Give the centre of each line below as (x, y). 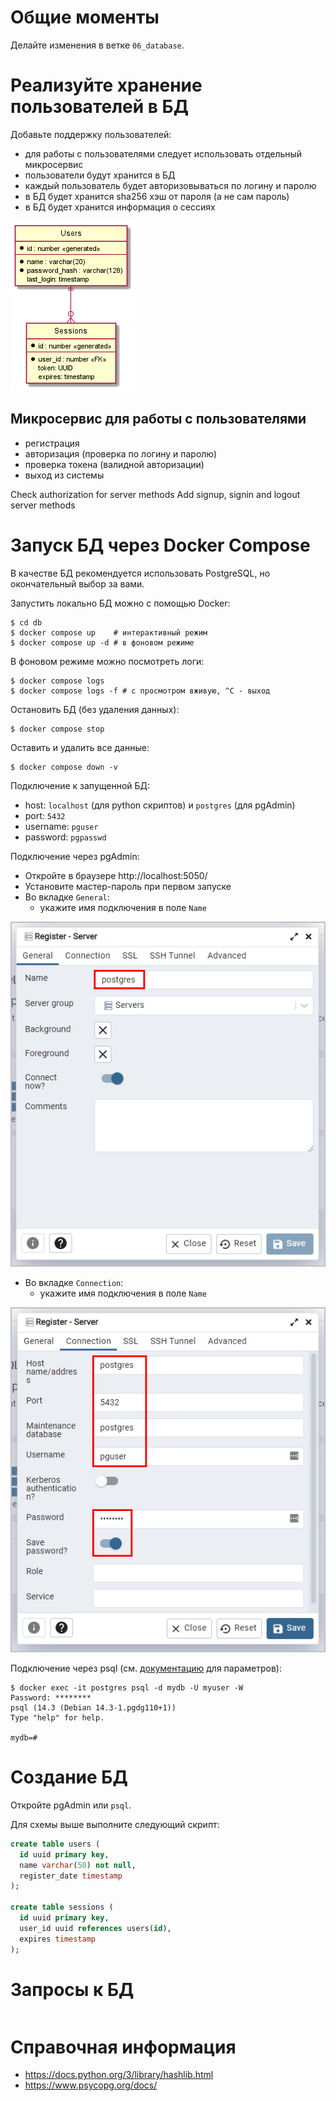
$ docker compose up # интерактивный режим (109, 632)
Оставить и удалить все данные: (80, 747)
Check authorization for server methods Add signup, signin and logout (155, 494)
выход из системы (64, 475)
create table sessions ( (62, 1907)
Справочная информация (123, 2047)
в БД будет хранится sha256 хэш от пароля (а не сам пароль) (157, 196)
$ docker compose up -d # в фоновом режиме (102, 642)
